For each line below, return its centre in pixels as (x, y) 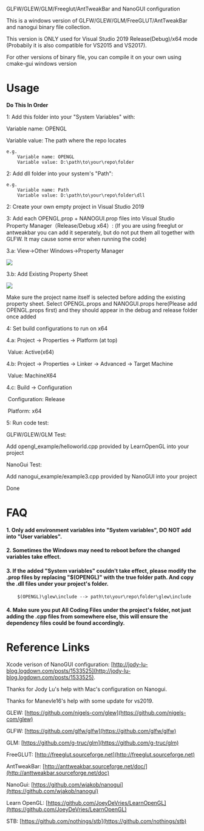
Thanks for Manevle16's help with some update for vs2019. (80, 701)
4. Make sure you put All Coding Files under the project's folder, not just (99, 610)
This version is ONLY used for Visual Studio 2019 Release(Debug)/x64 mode (102, 39)
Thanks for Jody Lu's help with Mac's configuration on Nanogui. (87, 689)
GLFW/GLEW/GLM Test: (36, 434)
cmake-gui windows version (42, 64)
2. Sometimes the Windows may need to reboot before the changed (93, 550)
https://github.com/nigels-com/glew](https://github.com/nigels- (106, 713)
